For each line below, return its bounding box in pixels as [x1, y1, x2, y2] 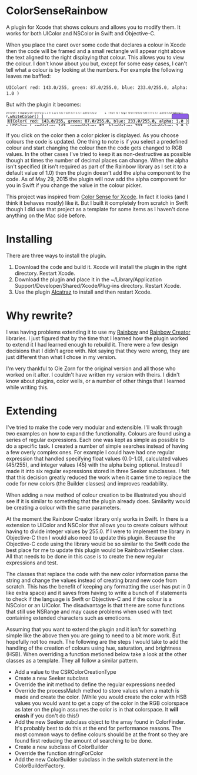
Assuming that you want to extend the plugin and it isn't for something [6, 626, 176, 633]
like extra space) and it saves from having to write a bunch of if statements [6, 589, 187, 596]
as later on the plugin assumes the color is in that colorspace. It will [14, 706, 178, 713]
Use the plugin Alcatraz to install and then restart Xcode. [14, 288, 152, 295]
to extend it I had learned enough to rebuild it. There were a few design [6, 341, 178, 348]
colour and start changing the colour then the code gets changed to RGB [6, 144, 182, 151]
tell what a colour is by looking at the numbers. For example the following [6, 66, 183, 73]
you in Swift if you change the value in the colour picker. [6, 181, 142, 189]
